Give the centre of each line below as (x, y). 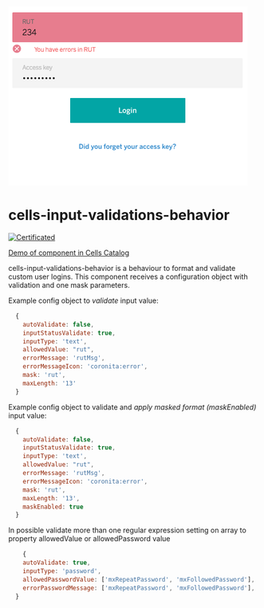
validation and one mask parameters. (69, 284)
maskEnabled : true (53, 507)
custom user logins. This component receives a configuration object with (128, 277)
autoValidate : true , (57, 563)
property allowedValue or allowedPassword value (89, 539)
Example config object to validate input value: (83, 300)
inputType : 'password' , (62, 571)
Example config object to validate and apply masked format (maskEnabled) (132, 407)
